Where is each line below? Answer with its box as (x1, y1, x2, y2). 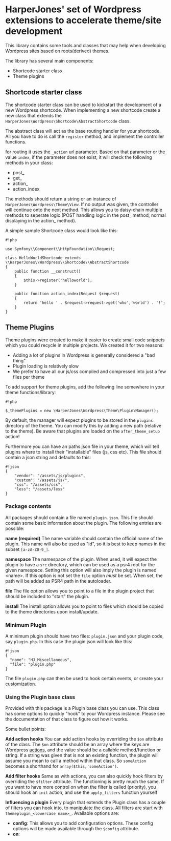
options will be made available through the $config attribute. (12, 826, 139, 832)
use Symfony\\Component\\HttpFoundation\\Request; (5, 246, 115, 252)
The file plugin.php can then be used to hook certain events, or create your (5, 675, 164, 682)
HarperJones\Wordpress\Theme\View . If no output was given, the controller (5, 201, 159, 207)
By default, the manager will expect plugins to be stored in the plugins (5, 417, 153, 423)
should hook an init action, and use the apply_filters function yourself (5, 789, 158, 795)
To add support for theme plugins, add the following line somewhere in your (5, 383, 165, 390)
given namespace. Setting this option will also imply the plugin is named (5, 567, 157, 573)
